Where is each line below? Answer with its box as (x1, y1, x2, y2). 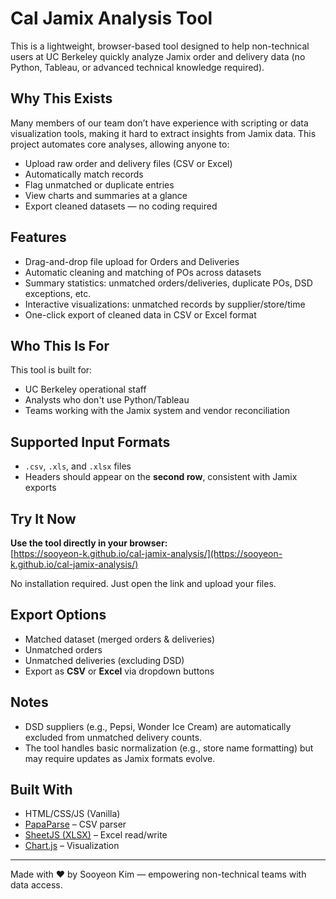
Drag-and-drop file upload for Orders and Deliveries (24, 255, 240, 267)
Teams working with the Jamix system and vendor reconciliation (24, 405, 290, 417)
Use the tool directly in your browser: (10, 537, 168, 549)
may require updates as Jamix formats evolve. (24, 752, 216, 764)
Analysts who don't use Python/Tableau (24, 394, 190, 406)
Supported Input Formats (10, 433, 171, 451)
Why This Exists (10, 90, 113, 107)
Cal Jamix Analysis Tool (10, 7, 213, 30)
